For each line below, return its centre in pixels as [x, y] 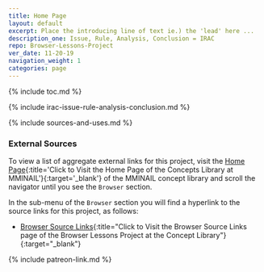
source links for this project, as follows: [73, 211]
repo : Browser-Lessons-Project [61, 46]
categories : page [38, 69]
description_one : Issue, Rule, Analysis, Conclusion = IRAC [112, 38]
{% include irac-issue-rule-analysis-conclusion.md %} [99, 107]
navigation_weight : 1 [45, 61]
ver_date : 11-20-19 [41, 53]
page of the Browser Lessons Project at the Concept [107, 236]
